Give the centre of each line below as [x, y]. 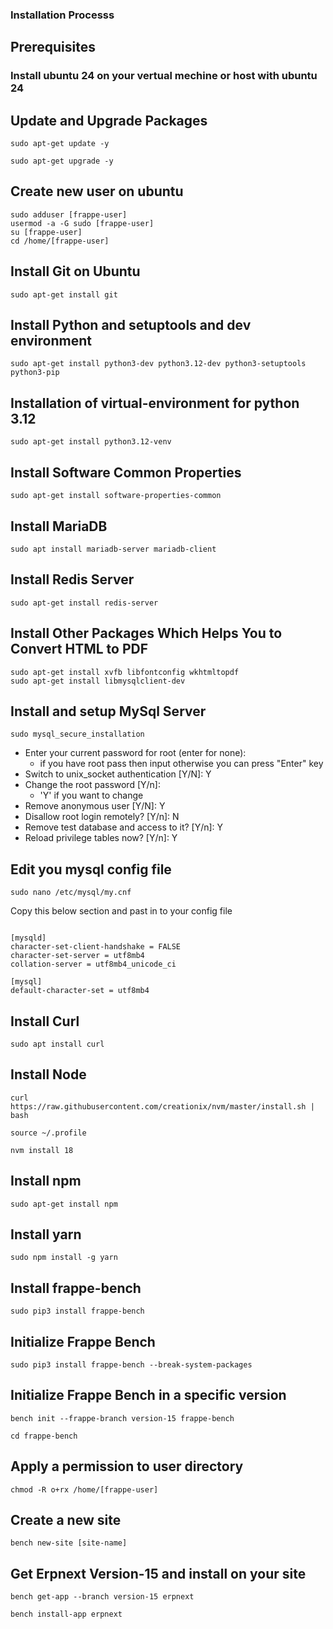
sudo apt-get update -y [60, 144]
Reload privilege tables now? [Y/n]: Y [101, 838]
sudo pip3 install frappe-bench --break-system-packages [131, 1365]
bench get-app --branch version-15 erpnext [102, 1597]
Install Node [48, 1074]
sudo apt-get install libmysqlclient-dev [98, 681]
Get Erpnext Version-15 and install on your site [158, 1573]
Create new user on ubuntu [97, 191]
